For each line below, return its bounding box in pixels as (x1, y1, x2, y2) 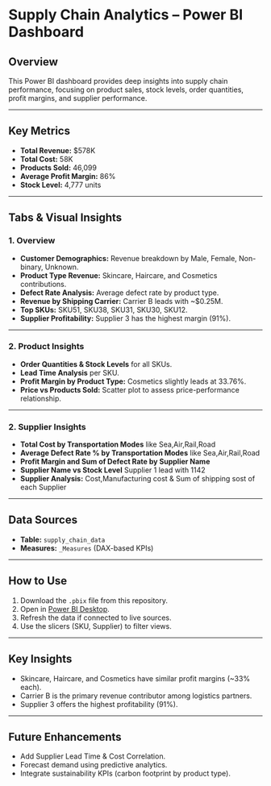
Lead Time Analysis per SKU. (19, 368, 119, 377)
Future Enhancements (8, 730, 123, 743)
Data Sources (8, 514, 78, 527)
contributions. (19, 279, 67, 289)
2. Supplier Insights (8, 421, 86, 432)
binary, (19, 262, 44, 272)
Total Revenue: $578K (19, 145, 96, 155)
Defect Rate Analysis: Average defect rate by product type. (19, 288, 219, 297)
